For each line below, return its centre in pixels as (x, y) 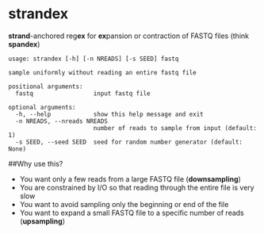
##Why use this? (36, 163)
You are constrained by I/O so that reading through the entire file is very (137, 187)
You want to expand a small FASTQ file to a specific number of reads (132, 213)
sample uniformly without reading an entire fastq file (102, 72)
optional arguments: (42, 107)
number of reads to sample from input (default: (175, 128)
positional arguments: (46, 86)
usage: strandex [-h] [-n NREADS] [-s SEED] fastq (94, 59)
